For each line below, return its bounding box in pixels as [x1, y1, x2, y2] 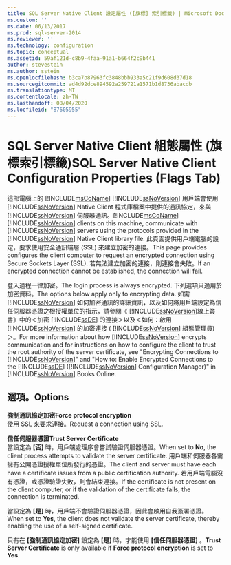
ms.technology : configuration [7, 42, 94, 49]
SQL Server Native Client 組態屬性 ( [7, 138, 210, 154]
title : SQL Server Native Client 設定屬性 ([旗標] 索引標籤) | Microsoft [7, 10, 212, 17]
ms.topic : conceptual [7, 49, 69, 56]
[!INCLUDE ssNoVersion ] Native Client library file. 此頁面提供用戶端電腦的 [7, 234, 213, 243]
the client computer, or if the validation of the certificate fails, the [7, 485, 191, 493]
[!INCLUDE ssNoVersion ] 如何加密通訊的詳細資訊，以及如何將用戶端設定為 [7, 298, 216, 307]
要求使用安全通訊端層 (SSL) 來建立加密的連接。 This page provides [19, 243, 208, 251]
